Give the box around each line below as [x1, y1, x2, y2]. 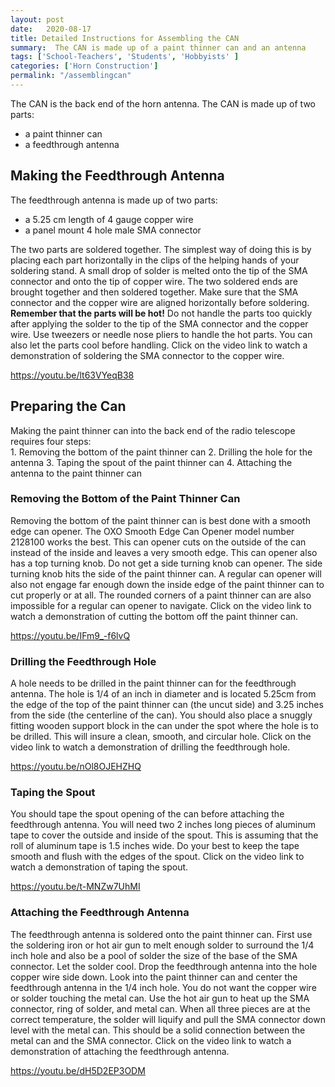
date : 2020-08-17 [10, 24, 92, 34]
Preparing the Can [10, 398, 127, 415]
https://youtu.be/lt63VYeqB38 [10, 369, 135, 381]
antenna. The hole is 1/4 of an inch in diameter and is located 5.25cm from [10, 688, 317, 700]
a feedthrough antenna [24, 138, 120, 150]
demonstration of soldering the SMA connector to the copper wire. [10, 349, 285, 361]
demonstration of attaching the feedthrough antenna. [10, 1045, 230, 1057]
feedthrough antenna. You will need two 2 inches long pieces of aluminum [10, 819, 316, 831]
